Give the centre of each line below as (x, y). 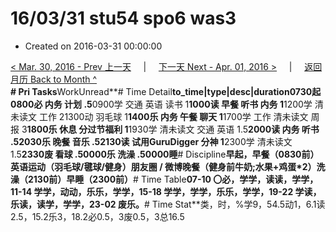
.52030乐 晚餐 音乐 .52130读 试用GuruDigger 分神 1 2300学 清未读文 (151, 141)
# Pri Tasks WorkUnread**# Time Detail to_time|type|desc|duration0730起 (166, 91)
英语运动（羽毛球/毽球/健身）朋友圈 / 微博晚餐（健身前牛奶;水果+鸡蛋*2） (163, 166)
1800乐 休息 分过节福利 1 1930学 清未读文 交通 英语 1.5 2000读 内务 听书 (173, 129)
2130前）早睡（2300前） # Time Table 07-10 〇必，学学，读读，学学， (173, 179)
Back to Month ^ (63, 79)
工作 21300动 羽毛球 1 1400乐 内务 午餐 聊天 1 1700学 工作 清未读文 (173, 116)
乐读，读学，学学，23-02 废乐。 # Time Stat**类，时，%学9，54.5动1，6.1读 (168, 204)
